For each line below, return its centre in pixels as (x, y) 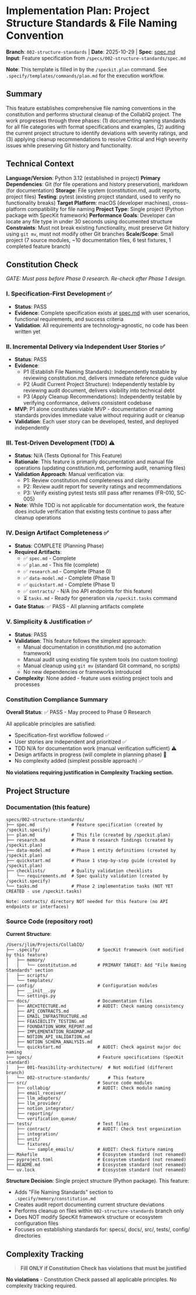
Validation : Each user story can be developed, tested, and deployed (97, 421)
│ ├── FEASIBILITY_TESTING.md (45, 1022)
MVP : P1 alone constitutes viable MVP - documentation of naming (94, 409)
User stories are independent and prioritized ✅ (71, 742)
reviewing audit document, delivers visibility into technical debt (99, 390)
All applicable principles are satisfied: (51, 724)
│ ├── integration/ (32, 1134)
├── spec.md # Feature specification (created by (85, 825)
